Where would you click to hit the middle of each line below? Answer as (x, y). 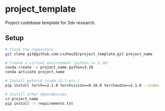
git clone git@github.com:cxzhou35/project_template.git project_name (79, 54)
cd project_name (22, 99)
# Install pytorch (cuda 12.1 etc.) (42, 81)
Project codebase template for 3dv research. (50, 23)
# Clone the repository (29, 49)
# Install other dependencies (36, 94)
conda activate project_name (35, 72)
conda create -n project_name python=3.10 (49, 67)
